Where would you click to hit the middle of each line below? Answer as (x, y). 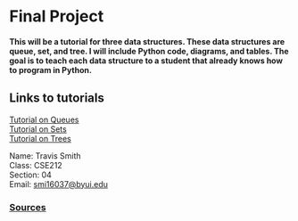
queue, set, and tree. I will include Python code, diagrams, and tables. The (149, 51)
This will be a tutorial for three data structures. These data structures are (147, 41)
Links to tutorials (57, 98)
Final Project (57, 16)
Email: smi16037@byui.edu (59, 184)
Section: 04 (30, 175)
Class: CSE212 (36, 165)
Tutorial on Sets (38, 129)
